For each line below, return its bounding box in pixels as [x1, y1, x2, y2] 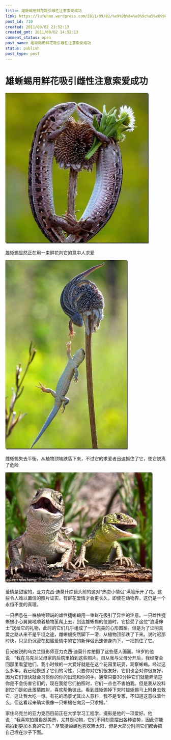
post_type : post [5, 51, 40, 56]
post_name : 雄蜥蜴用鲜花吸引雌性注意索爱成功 [5, 41, 92, 46]
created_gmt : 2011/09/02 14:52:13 [5, 30, 79, 35]
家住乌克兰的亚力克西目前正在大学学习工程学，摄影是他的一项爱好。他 [5, 710, 153, 716]
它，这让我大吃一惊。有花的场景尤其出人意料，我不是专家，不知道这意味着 [5, 693, 161, 699]
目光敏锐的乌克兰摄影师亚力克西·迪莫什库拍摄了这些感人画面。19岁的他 [5, 648, 154, 654]
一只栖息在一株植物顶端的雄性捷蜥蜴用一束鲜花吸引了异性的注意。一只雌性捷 [5, 612, 166, 618]
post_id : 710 [5, 19, 33, 24]
